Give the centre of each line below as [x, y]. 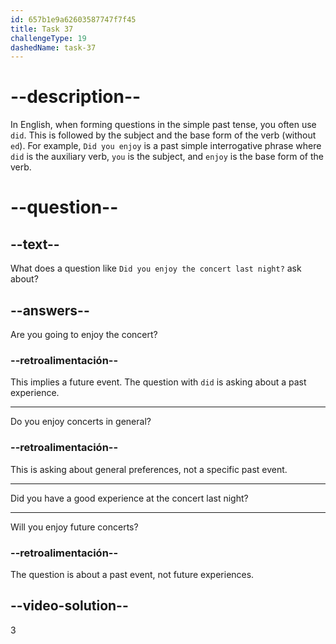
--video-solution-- [69, 606]
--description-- [76, 97]
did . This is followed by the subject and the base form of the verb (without [163, 135]
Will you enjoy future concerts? [74, 527]
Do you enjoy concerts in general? [81, 422]
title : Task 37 [42, 29]
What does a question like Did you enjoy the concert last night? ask [156, 268]
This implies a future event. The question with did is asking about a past [158, 382]
